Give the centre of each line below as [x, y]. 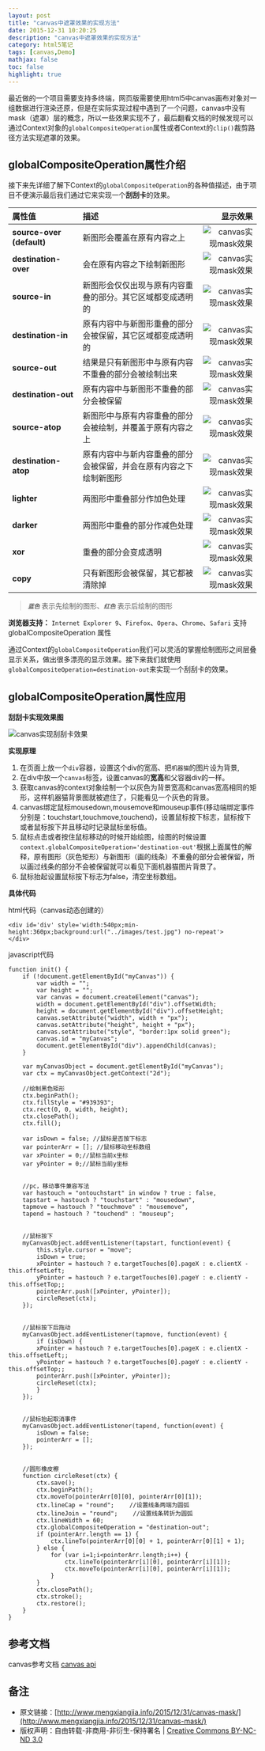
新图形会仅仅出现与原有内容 [134, 286]
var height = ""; [65, 991]
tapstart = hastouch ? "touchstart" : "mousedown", [109, 1200]
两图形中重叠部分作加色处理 [134, 499]
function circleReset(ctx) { [70, 1476]
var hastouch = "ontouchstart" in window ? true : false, [119, 1193]
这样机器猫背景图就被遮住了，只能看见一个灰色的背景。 [123, 798]
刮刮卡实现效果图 [36, 718]
